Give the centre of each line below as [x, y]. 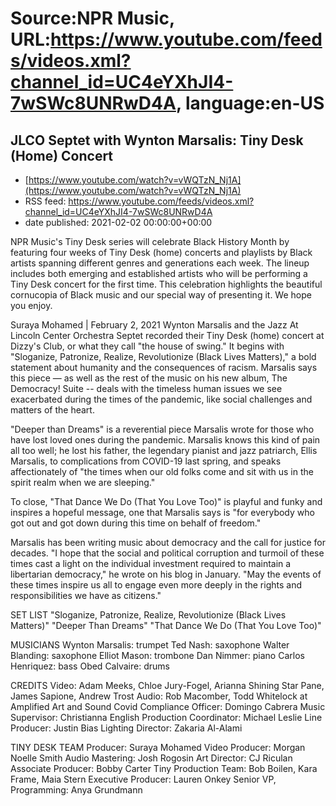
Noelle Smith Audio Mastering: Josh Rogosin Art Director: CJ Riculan [151, 758]
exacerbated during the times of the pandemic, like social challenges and [161, 399]
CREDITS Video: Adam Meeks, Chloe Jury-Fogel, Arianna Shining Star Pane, [167, 685]
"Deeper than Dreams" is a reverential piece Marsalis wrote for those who [162, 429]
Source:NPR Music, [92, 18]
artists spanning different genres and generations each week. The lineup [160, 263]
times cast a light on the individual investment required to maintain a [151, 563]
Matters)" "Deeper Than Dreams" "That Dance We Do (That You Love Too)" [166, 625]
